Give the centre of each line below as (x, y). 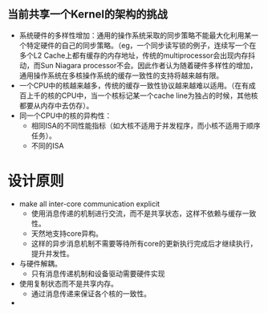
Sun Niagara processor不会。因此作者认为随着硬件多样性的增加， (149, 65)
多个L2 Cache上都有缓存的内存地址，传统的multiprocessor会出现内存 (134, 55)
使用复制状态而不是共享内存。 (68, 283)
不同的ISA (47, 145)
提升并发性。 (52, 253)
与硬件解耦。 (40, 263)
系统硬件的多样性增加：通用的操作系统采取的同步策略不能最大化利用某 (135, 35)
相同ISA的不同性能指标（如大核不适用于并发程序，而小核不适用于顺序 (146, 125)
